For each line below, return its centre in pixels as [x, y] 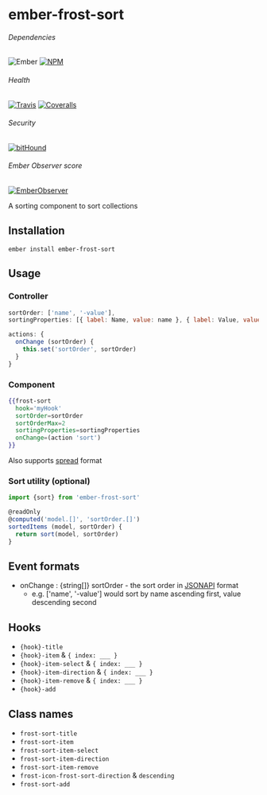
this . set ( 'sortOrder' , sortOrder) [79, 349]
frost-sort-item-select [59, 751]
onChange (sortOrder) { [54, 342]
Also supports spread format [55, 461]
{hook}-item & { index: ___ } [68, 655]
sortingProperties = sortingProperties [78, 431]
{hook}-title [41, 647]
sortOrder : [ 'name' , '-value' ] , [62, 313]
